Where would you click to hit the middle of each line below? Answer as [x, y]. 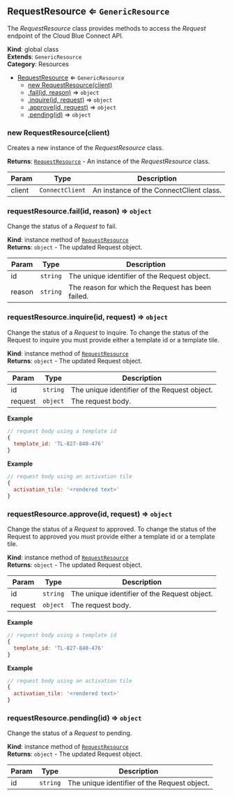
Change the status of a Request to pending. [70, 733]
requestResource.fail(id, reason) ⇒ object [79, 211]
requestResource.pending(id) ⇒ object [75, 718]
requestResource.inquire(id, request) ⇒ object [88, 317]
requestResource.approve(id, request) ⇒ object [90, 514]
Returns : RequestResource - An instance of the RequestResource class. [109, 161]
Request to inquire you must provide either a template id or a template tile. [113, 340]
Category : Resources [38, 64]
